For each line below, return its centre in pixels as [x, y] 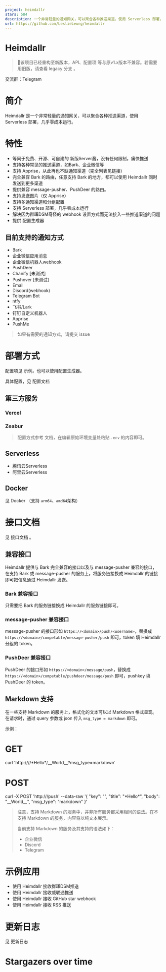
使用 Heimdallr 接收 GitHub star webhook [54, 899]
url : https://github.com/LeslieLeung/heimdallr [55, 24]
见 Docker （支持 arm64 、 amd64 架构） [43, 501]
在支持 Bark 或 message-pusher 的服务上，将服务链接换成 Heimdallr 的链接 [82, 573]
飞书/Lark [22, 307]
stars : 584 [16, 14]
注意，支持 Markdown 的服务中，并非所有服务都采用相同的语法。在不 [88, 812]
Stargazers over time [49, 962]
